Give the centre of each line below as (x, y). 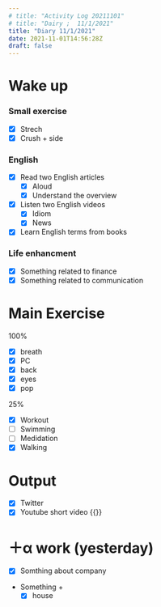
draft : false (30, 46)
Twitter (32, 503)
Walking (34, 448)
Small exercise (38, 112)
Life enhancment (42, 253)
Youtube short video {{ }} (61, 512)
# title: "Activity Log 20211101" (67, 16)
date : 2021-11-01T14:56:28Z (56, 38)
